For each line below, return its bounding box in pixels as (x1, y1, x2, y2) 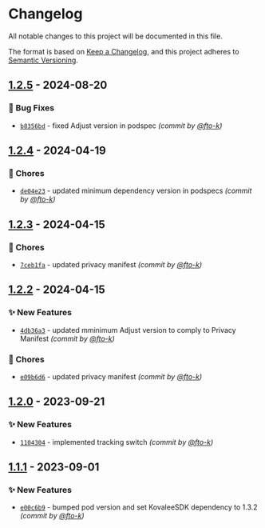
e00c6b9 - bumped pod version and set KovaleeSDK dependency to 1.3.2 (19, 502, 258, 512)
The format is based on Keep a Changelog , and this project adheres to (8, 46, 239, 56)
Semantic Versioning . (8, 55, 78, 65)
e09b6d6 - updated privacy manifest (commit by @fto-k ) (19, 371, 203, 381)
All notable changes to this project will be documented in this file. (8, 31, 223, 41)
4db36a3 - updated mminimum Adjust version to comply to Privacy (19, 325, 237, 334)
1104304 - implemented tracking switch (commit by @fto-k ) (19, 437, 214, 446)
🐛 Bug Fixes (8, 102, 54, 114)
